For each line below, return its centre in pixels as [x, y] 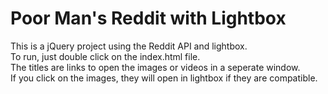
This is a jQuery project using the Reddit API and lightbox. [129, 46]
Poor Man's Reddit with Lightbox [148, 18]
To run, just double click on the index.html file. [105, 56]
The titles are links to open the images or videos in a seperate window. [155, 67]
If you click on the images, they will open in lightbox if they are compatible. [164, 78]
